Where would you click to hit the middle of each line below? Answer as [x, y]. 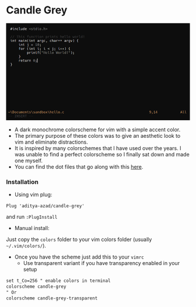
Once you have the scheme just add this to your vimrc [79, 257]
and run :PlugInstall [32, 217]
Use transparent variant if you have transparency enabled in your [101, 263]
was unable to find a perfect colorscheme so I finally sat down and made [102, 154]
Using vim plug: [33, 194]
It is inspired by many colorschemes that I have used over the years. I [98, 148]
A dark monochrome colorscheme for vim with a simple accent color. [97, 130]
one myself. [28, 161]
